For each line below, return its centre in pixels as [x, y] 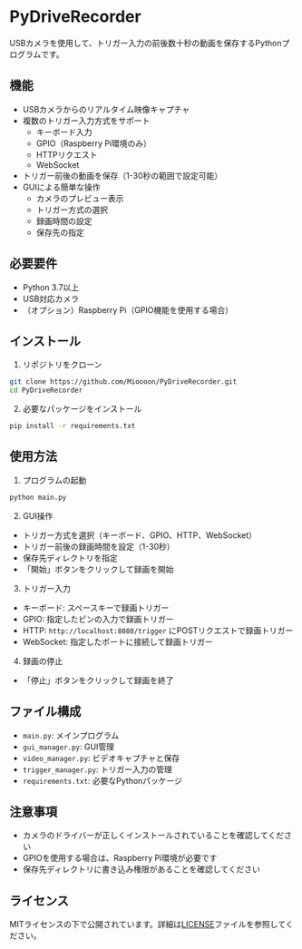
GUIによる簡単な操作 [61, 187]
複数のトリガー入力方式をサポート [86, 121]
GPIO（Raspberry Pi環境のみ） [94, 143]
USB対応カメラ [51, 298]
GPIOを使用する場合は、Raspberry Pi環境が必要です [120, 858]
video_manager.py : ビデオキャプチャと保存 [101, 758]
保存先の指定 [60, 232]
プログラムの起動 [54, 480]
